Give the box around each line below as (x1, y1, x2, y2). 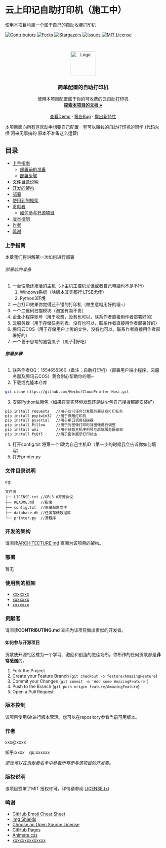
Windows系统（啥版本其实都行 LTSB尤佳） (19, 289, 107, 295)
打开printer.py (12, 454, 41, 460)
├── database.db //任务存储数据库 (5, 511, 71, 516)
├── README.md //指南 (5, 500, 53, 505)
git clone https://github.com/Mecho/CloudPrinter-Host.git (5, 389, 129, 394)
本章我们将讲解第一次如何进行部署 (5, 254, 75, 260)
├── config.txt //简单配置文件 (5, 505, 68, 510)
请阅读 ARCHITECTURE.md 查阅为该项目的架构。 (5, 540, 104, 546)
